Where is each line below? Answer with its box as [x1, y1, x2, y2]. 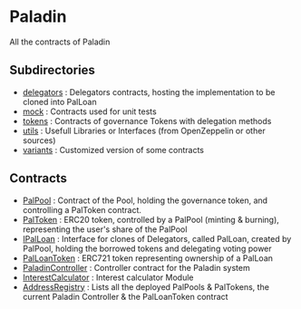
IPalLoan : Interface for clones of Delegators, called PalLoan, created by [22, 233, 292, 244]
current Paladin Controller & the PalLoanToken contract [22, 291, 228, 302]
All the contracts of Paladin [9, 36, 111, 47]
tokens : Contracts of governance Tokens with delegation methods [22, 115, 272, 126]
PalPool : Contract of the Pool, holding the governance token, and [22, 195, 268, 206]
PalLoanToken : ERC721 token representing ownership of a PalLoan [22, 252, 274, 264]
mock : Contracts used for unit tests [22, 106, 157, 117]
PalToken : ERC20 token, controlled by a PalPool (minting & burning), [22, 214, 279, 225]
